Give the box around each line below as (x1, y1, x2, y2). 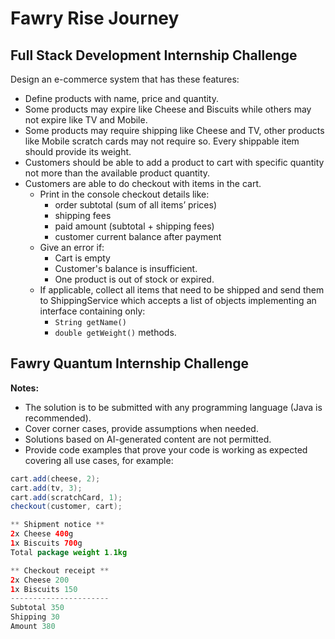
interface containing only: (39, 305, 146, 317)
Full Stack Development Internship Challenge (10, 47, 298, 64)
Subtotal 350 (10, 603, 65, 613)
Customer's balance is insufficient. (54, 263, 198, 274)
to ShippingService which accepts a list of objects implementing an (39, 295, 317, 306)
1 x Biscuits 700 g (10, 538, 83, 549)
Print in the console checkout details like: (39, 188, 210, 200)
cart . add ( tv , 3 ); (10, 483, 83, 493)
